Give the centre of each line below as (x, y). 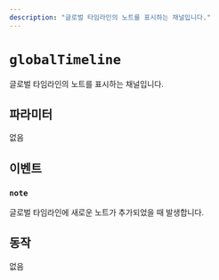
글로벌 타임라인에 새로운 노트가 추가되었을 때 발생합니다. (107, 212)
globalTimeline (65, 59)
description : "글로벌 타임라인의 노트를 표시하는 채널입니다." (110, 17)
